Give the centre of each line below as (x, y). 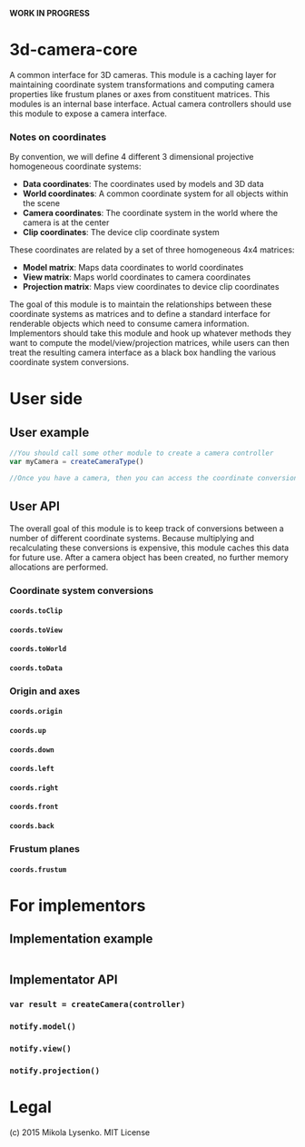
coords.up (28, 731)
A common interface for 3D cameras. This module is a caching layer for (143, 74)
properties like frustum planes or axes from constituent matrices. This (140, 94)
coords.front (34, 807)
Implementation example (81, 939)
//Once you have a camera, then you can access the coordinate (132, 478)
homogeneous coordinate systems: (75, 166)
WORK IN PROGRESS (50, 13)
